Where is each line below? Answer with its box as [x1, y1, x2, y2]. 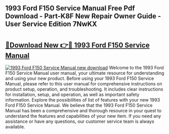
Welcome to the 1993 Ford [109, 65, 164, 70]
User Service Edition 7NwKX [5, 20, 97, 28]
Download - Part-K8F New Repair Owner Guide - [5, 12, 161, 21]
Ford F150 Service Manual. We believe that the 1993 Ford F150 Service [5, 102, 153, 108]
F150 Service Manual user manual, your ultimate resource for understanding [5, 70, 164, 76]
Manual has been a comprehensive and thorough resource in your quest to [5, 108, 161, 113]
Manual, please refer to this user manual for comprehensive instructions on [5, 81, 162, 86]
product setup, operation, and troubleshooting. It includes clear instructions [5, 86, 163, 92]
